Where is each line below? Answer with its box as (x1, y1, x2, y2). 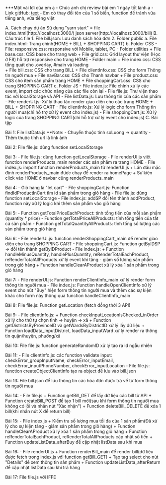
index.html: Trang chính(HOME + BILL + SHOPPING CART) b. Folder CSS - (5, 41, 158, 47)
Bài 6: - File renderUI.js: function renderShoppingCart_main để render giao (5, 236, 158, 241)
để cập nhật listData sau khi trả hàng (5, 465, 81, 470)
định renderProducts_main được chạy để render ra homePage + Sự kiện (5, 170, 153, 176)
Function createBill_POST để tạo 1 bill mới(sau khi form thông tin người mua (5, 398, 159, 404)
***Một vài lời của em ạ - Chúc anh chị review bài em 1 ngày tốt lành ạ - (5, 5, 154, 10)
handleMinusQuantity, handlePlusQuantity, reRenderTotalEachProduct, (5, 251, 150, 257)
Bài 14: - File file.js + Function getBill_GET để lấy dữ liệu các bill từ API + (5, 393, 152, 398)
